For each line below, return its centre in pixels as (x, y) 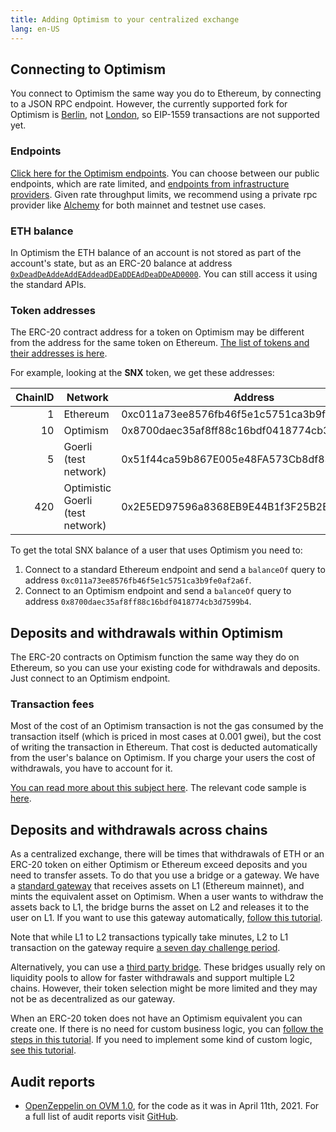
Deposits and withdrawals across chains (139, 829)
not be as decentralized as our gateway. (93, 999)
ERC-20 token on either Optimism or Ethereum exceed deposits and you (159, 865)
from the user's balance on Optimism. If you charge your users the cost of (163, 758)
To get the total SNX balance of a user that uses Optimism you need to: (156, 550)
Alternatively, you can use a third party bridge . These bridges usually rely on (168, 967)
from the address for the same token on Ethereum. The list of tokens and (160, 343)
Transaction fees (52, 704)
